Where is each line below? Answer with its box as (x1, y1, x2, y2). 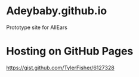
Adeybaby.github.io (6, 4, 107, 18)
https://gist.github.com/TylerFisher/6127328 (6, 64, 115, 71)
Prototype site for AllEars (6, 24, 67, 31)
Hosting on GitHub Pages (6, 44, 134, 58)
